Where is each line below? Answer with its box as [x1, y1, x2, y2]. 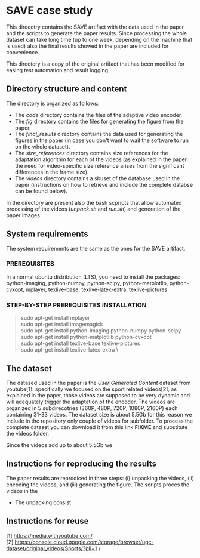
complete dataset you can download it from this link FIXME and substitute [6, 423, 188, 430]
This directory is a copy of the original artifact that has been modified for [6, 60, 185, 67]
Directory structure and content [6, 84, 127, 94]
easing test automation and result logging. [6, 66, 110, 73]
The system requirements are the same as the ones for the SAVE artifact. [6, 245, 186, 252]
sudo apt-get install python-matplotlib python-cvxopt [20, 334, 152, 341]
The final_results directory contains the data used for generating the [14, 130, 183, 137]
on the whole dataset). [14, 143, 70, 150]
